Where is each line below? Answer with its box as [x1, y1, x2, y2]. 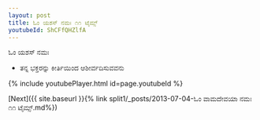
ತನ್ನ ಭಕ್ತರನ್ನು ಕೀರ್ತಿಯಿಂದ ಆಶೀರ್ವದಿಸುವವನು [19, 64, 124, 73]
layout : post [8, 11, 51, 20]
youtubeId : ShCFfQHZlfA [8, 26, 87, 34]
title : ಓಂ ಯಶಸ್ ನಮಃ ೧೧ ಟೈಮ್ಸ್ [8, 19, 98, 27]
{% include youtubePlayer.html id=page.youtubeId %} [8, 79, 184, 89]
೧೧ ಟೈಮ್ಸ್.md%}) [8, 103, 58, 112]
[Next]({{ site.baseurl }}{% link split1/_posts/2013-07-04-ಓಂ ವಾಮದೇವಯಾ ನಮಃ [8, 94, 252, 104]
